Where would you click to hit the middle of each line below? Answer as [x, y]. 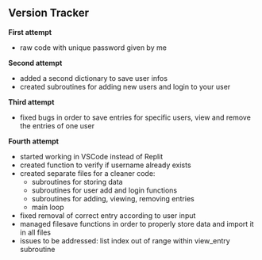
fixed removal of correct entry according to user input [108, 215]
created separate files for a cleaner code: [87, 173]
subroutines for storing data [77, 182]
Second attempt [35, 63]
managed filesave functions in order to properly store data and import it [137, 224]
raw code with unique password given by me [93, 48]
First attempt [30, 32]
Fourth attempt [34, 141]
